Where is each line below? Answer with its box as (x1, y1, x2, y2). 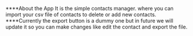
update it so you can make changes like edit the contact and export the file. (5, 23, 188, 30)
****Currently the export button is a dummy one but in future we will (5, 17, 174, 24)
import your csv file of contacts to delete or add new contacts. (5, 11, 157, 18)
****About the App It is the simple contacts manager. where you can (5, 5, 174, 12)
